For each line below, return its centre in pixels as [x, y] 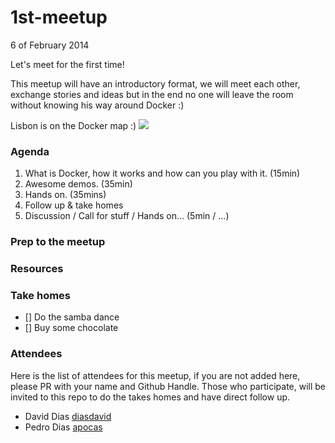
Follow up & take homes [74, 205]
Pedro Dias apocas [63, 427]
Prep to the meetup [58, 242]
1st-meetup [59, 17]
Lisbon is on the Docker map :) [73, 125]
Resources [37, 269]
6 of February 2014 [50, 45]
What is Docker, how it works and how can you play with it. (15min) [162, 173]
